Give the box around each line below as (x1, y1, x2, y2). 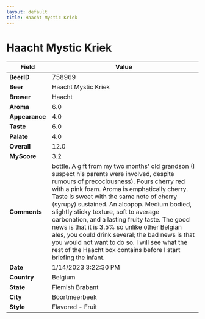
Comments (9, 208, 43, 216)
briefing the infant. (51, 253, 105, 262)
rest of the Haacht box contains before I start (51, 246, 181, 254)
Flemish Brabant (51, 283, 99, 292)
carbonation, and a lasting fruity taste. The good (51, 216, 190, 224)
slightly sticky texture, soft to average (51, 208, 160, 216)
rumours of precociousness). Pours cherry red (51, 177, 185, 186)
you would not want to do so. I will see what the (51, 238, 188, 247)
